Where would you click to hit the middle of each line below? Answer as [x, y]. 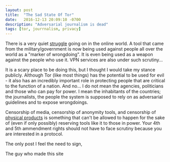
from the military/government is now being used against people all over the [84, 49]
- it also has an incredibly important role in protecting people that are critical [85, 81]
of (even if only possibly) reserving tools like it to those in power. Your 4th [83, 123]
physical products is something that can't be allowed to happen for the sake [85, 118]
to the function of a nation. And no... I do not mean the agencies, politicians [84, 86]
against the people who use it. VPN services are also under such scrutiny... [84, 60]
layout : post [19, 10]
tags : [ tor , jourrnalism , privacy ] [43, 29]
